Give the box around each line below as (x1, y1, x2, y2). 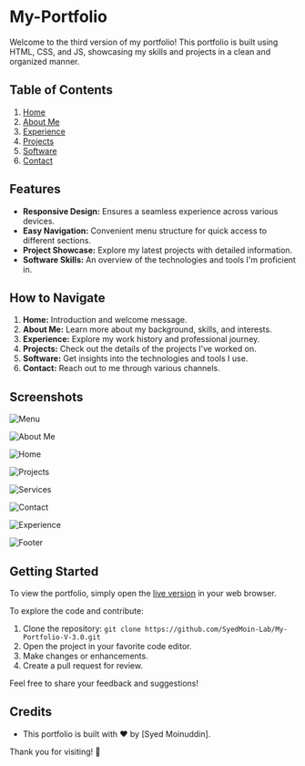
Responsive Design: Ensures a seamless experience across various (22, 205, 279, 216)
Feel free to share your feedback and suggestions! (9, 678, 198, 688)
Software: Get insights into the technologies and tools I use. (22, 353, 249, 364)
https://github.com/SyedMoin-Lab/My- (144, 625, 289, 634)
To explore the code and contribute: (9, 606, 144, 616)
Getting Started (9, 564, 99, 579)
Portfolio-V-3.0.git (22, 633, 101, 642)
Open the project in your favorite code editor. (22, 641, 192, 651)
